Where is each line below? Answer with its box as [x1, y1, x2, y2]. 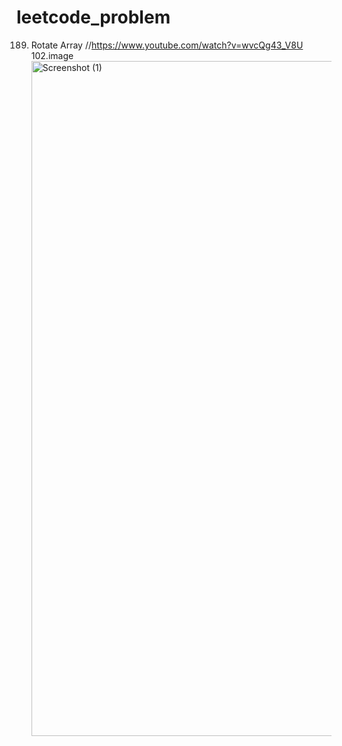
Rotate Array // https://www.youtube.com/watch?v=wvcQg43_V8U [30, 39, 304, 51]
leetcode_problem [16, 6, 171, 29]
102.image [30, 49, 74, 61]
